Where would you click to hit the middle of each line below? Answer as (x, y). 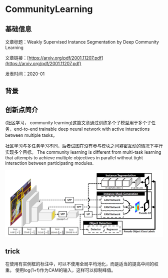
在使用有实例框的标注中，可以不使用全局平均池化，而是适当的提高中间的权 (82, 264)
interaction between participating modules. (49, 163)
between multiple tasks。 (31, 135)
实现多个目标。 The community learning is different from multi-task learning (83, 152)
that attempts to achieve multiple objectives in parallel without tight (74, 158)
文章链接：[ (17, 58)
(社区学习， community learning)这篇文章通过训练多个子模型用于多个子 (78, 123)
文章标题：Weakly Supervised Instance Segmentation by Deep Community (82, 42)
